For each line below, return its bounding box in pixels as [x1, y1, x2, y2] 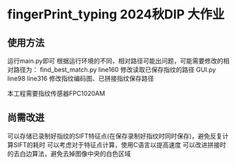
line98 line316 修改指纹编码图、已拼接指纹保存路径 [7, 75, 154, 82]
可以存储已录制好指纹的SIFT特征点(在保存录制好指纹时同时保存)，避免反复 [7, 132, 223, 140]
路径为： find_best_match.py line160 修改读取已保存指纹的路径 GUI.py [13, 65, 216, 74]
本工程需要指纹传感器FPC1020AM [7, 89, 106, 97]
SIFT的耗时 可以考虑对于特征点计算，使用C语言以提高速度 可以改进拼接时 [13, 140, 227, 149]
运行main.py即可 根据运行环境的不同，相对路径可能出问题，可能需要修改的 [7, 57, 223, 65]
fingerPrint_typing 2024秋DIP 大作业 [7, 6, 225, 23]
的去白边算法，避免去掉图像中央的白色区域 [7, 149, 131, 158]
